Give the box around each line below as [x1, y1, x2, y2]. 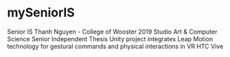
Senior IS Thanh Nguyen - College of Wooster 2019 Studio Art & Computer [7, 27, 218, 36]
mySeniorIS [7, 5, 76, 21]
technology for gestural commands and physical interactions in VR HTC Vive [7, 42, 224, 50]
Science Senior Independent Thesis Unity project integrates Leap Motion [7, 34, 214, 43]
